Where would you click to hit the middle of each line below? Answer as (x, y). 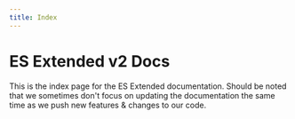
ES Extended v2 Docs (90, 61)
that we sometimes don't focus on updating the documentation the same (142, 95)
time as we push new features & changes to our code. (108, 105)
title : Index (33, 17)
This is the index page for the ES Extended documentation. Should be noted (148, 86)
